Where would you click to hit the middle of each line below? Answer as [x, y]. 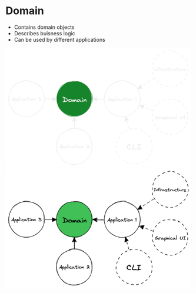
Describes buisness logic [44, 33]
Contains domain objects [44, 27]
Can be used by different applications [59, 39]
